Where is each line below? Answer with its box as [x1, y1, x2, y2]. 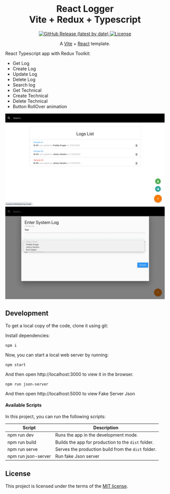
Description [93, 425, 119, 431]
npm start [5, 362, 26, 367]
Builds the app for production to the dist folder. [55, 439, 154, 445]
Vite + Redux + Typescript [29, 14, 141, 25]
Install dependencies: [5, 332, 50, 338]
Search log [12, 82, 35, 88]
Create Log [12, 66, 36, 72]
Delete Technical [12, 98, 48, 104]
